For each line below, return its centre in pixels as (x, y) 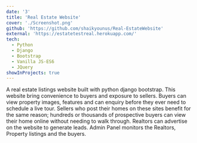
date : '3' (18, 12)
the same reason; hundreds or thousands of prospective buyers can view (96, 115)
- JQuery (22, 67)
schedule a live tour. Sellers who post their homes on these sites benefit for (99, 108)
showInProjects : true (33, 73)
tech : (13, 39)
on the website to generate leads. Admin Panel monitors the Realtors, (91, 128)
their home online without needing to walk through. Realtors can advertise (97, 121)
